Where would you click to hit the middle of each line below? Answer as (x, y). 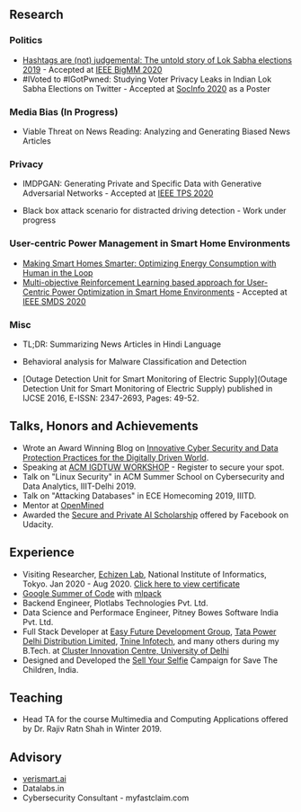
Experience (42, 553)
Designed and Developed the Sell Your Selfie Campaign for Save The (150, 660)
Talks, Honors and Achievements (104, 426)
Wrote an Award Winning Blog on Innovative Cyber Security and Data (150, 447)
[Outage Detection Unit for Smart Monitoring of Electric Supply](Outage (155, 379)
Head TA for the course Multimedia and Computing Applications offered (155, 719)
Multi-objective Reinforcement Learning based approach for (133, 282)
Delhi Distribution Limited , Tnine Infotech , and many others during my (151, 640)
